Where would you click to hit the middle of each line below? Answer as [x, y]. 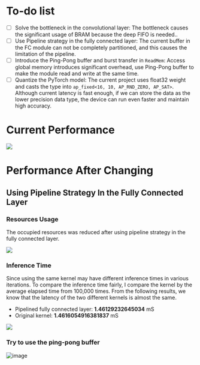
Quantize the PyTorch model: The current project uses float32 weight [100, 80]
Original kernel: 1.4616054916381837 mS [66, 316]
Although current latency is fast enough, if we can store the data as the [102, 93]
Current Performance [60, 130]
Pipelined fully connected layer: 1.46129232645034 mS [84, 309]
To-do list [31, 11]
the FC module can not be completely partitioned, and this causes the [101, 48]
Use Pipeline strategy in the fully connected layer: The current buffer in [102, 41]
